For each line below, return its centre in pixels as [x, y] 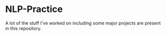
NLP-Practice [34, 9]
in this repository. [23, 28]
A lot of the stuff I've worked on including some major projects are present [83, 23]
